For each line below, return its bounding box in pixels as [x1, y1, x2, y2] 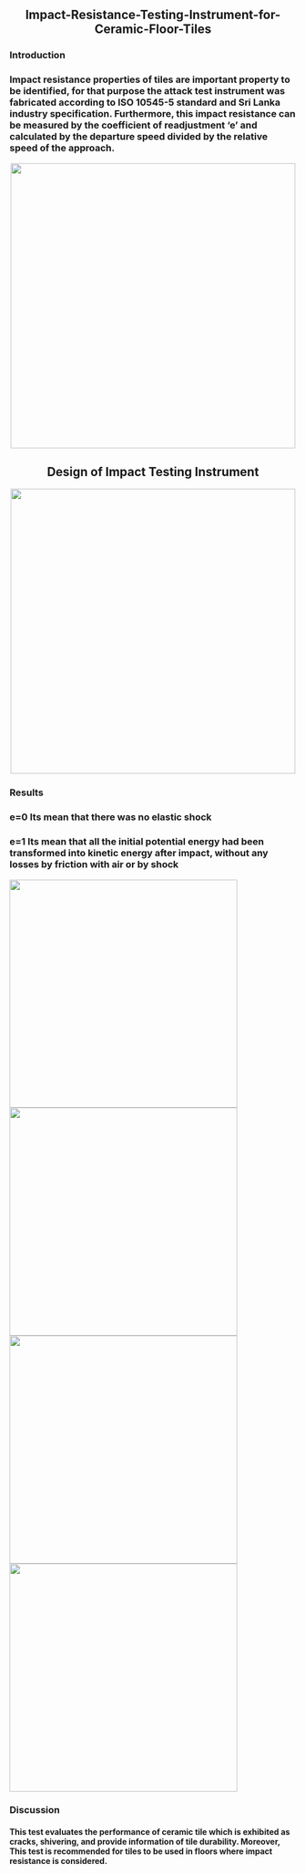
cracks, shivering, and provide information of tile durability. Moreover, [9, 1837, 280, 1848]
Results [9, 786, 44, 799]
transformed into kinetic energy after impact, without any [9, 847, 269, 860]
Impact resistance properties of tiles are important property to [9, 73, 290, 86]
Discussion [9, 1804, 61, 1817]
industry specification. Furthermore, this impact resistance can [9, 108, 296, 120]
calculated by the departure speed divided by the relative [9, 130, 269, 143]
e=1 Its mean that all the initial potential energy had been [9, 835, 265, 848]
